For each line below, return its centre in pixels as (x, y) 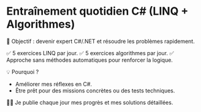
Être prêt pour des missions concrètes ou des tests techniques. (95, 91)
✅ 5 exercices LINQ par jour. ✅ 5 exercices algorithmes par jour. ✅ (90, 53)
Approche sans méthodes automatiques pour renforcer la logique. (90, 60)
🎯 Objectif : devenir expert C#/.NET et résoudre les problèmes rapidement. (100, 41)
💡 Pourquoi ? (23, 72)
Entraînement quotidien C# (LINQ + (97, 11)
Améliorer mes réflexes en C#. (54, 84)
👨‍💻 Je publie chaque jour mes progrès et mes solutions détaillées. (90, 102)
